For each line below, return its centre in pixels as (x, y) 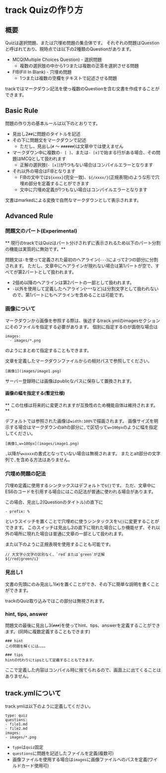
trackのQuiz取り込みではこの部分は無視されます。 (56, 601)
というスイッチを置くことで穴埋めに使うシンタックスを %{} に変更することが (82, 521)
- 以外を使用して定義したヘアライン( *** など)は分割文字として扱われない (85, 288)
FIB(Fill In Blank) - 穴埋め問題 (42, 72)
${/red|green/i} (22, 559)
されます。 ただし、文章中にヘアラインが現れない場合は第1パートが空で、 (80, 266)
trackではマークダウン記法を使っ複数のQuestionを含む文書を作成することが (83, 89)
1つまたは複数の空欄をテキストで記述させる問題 (68, 78)
